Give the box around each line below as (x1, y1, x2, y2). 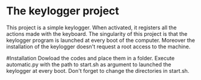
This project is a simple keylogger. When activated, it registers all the (6, 24, 177, 31)
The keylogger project (6, 4, 119, 18)
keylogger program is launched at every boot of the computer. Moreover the (6, 36, 196, 44)
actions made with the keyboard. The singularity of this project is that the (6, 30, 188, 37)
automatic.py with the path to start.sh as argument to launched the (6, 61, 172, 68)
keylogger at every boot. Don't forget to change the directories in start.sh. (6, 67, 190, 74)
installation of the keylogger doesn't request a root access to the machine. (6, 43, 191, 50)
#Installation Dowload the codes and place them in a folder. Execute (6, 54, 175, 61)
